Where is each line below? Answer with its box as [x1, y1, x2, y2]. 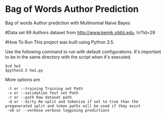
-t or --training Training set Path [7, 86, 83, 91]
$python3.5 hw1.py [5, 68, 43, 73]
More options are [5, 76, 41, 82]
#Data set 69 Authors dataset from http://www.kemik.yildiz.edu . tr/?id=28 [5, 29, 156, 35]
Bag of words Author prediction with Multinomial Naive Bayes [5, 20, 130, 26]
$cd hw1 [5, 63, 21, 68]
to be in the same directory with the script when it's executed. [5, 54, 132, 60]
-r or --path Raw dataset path [7, 95, 72, 100]
